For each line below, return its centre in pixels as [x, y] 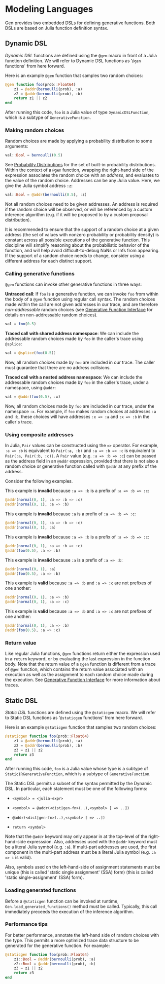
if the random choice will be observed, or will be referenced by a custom [79, 209]
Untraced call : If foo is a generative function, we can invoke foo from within [82, 294]
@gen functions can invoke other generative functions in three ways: [73, 284]
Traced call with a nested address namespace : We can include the [74, 377]
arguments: [17, 146]
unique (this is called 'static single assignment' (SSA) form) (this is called [79, 872]
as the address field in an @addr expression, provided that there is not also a [82, 461]
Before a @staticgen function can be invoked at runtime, [62, 901]
